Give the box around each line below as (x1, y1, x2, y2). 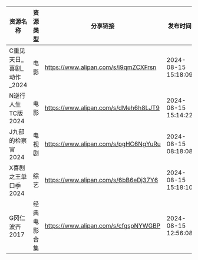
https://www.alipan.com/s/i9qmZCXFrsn (44, 63, 157, 71)
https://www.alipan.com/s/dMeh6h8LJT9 (44, 104, 160, 111)
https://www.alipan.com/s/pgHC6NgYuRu (44, 140, 161, 148)
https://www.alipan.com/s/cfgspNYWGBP (44, 222, 161, 229)
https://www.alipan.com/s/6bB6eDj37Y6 (44, 176, 159, 184)
